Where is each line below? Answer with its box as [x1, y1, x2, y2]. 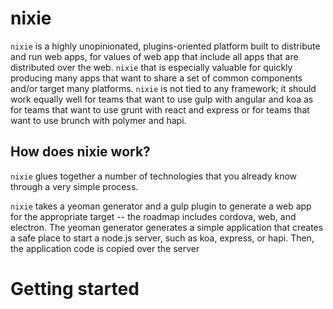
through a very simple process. [10, 180, 139, 192]
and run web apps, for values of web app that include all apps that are [10, 50, 299, 62]
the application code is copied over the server [10, 242, 200, 254]
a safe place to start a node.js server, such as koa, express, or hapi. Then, [10, 232, 315, 244]
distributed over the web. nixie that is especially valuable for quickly [10, 61, 293, 73]
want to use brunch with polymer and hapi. [10, 114, 187, 126]
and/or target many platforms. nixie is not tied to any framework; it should [10, 82, 317, 94]
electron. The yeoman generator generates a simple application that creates [10, 221, 324, 233]
